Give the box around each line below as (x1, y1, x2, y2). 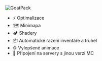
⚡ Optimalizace (12, 15, 45, 21)
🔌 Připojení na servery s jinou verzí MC (12, 50, 94, 56)
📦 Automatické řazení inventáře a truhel (12, 38, 97, 43)
